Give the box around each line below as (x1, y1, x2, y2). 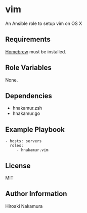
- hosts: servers (5, 139, 42, 144)
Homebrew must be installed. (5, 48, 67, 54)
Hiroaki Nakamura (5, 203, 43, 209)
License (5, 161, 31, 170)
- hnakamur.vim (16, 147, 49, 153)
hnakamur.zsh (12, 105, 42, 111)
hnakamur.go (12, 110, 40, 116)
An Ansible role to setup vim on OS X (5, 20, 82, 26)
